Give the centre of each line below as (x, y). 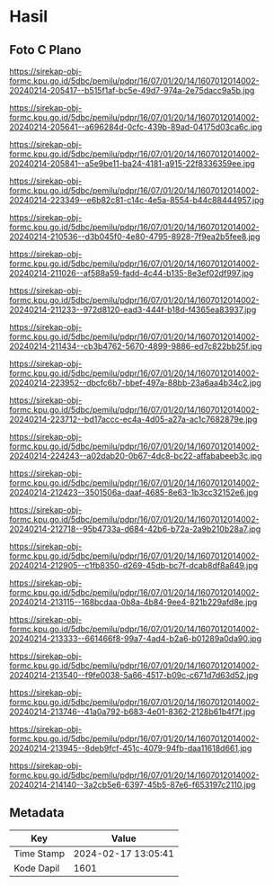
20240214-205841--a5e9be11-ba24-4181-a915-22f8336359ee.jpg (133, 163)
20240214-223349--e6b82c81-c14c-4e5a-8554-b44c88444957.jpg (137, 200)
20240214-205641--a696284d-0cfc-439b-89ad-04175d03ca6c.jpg (136, 127)
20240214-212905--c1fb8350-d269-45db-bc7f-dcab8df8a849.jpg (134, 565)
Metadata (37, 813)
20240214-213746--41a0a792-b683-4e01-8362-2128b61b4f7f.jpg (133, 711)
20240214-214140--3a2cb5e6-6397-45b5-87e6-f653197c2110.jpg (133, 785)
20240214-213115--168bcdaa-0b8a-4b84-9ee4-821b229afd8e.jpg (133, 602)
